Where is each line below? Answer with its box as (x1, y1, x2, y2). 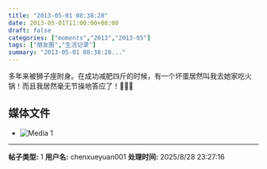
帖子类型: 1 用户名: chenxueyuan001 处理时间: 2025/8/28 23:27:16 (8, 152, 225, 161)
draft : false (8, 26, 52, 34)
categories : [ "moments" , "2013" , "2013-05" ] (8, 33, 151, 42)
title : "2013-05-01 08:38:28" (8, 11, 109, 20)
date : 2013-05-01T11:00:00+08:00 (8, 19, 119, 27)
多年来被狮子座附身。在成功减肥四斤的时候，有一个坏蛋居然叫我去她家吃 (8, 71, 245, 80)
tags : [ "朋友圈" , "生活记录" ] (8, 41, 97, 49)
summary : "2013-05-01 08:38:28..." (8, 48, 126, 56)
